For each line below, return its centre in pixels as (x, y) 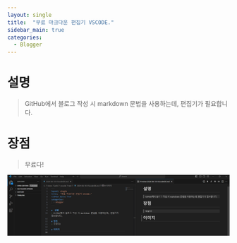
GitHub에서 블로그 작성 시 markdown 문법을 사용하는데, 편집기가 (114, 104)
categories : (25, 37)
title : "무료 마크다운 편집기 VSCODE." (61, 22)
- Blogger (28, 45)
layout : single (30, 15)
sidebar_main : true (36, 30)
